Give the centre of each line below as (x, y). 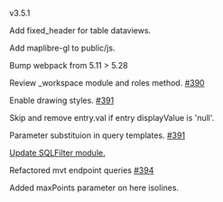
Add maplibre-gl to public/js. (62, 48)
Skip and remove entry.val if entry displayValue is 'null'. (112, 118)
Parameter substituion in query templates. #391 (98, 135)
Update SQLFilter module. (57, 153)
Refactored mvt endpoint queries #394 (82, 170)
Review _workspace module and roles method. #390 (107, 83)
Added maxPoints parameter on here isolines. (94, 188)
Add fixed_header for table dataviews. (80, 30)
